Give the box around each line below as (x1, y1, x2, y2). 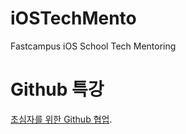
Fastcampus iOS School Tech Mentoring (10, 40, 177, 52)
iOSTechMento (10, 7, 137, 30)
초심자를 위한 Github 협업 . (10, 113, 113, 125)
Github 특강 (10, 78, 105, 101)
